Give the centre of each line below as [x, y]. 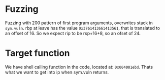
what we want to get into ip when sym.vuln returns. [57, 72]
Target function [37, 53]
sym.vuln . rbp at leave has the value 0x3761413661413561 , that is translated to [82, 28]
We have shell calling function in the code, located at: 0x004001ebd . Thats [79, 67]
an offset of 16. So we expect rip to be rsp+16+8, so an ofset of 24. [73, 33]
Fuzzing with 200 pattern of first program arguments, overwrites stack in [79, 23]
